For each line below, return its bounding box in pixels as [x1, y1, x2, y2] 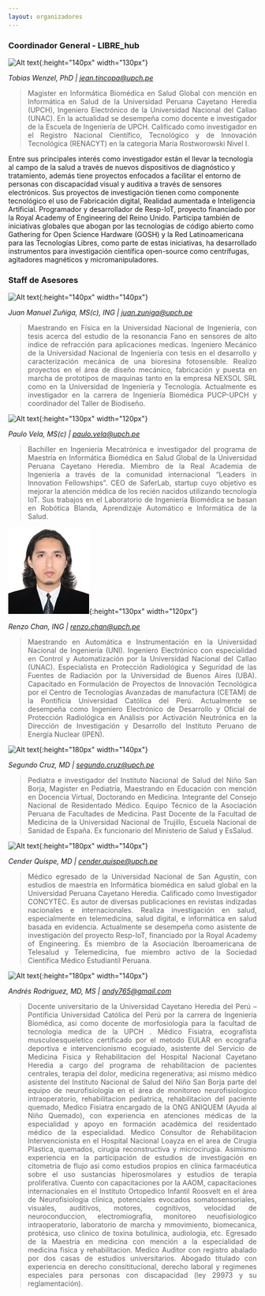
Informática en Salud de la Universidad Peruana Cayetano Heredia [27, 96, 257, 106]
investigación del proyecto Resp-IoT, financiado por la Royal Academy [27, 931, 257, 940]
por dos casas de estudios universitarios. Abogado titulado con [27, 1253, 257, 1264]
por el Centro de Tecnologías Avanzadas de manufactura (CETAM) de [27, 688, 257, 697]
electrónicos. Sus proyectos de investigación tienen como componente [8, 187, 239, 197]
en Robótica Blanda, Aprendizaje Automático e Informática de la [27, 503, 257, 513]
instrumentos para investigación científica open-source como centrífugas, [8, 246, 250, 256]
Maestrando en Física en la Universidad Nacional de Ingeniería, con [27, 323, 257, 333]
